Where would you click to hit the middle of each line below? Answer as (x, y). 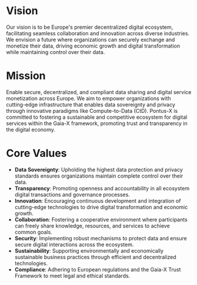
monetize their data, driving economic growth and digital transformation (93, 46)
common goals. (34, 232)
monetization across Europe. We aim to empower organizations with (89, 98)
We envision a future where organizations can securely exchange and (91, 39)
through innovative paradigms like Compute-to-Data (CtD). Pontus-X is (92, 110)
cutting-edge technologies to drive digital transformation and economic (101, 207)
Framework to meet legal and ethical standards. (72, 276)
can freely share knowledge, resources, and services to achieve (92, 226)
